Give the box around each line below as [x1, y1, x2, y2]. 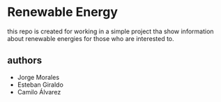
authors [7, 55, 43, 67]
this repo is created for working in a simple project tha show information [7, 27, 214, 35]
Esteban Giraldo [17, 80, 64, 89]
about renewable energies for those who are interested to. [7, 34, 174, 42]
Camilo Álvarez [17, 87, 61, 96]
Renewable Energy [7, 4, 119, 20]
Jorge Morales [17, 73, 60, 81]
